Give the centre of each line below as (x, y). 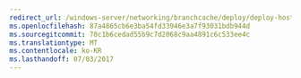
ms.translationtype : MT (54, 43)
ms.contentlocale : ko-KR (56, 51)
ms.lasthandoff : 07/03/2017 (62, 59)
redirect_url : (36, 17)
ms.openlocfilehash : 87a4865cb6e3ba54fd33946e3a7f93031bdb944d (130, 26)
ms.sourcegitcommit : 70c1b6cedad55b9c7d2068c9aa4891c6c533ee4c (130, 34)
